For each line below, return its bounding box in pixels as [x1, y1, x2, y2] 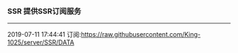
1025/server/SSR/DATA [7, 38, 74, 47]
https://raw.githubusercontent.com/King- [81, 30, 201, 39]
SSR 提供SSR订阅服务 [7, 6, 81, 16]
